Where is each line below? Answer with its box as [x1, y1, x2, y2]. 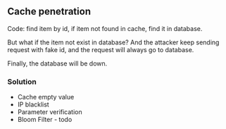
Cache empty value [17, 93, 75, 102]
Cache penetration [7, 6, 92, 18]
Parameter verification [17, 108, 82, 116]
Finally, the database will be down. [7, 59, 108, 68]
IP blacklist [17, 100, 49, 109]
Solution [7, 77, 37, 87]
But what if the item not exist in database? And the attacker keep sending [7, 38, 220, 47]
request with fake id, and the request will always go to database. [7, 45, 194, 54]
